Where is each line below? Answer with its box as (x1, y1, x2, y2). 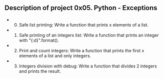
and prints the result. (19, 68, 61, 74)
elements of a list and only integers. (19, 53, 92, 59)
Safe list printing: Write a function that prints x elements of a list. (19, 22, 149, 28)
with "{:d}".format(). (19, 37, 59, 43)
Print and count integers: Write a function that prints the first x (19, 47, 144, 53)
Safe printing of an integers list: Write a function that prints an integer (19, 32, 159, 38)
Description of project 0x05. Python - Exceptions (4, 4, 158, 12)
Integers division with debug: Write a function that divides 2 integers (19, 63, 157, 69)
